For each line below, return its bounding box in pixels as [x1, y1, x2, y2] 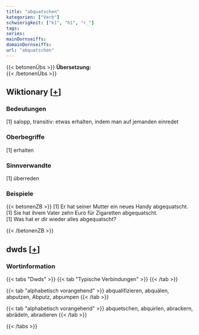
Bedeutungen [6, 105, 46, 113]
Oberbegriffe [6, 133, 45, 141]
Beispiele [6, 189, 34, 197]
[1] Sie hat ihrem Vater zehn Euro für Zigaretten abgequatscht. [6, 209, 158, 216]
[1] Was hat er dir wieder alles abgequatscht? [6, 216, 117, 223]
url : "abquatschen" [6, 47, 55, 53]
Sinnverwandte [6, 161, 52, 170]
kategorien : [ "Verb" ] [6, 14, 60, 20]
